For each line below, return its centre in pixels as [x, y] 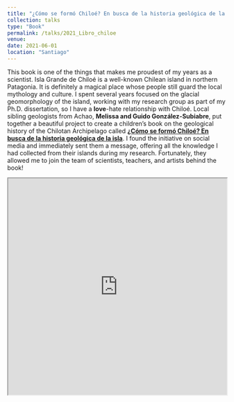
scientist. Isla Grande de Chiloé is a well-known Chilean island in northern [112, 79]
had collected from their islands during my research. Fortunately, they [107, 152]
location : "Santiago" [39, 53]
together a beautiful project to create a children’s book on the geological [110, 123]
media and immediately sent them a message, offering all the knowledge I [112, 146]
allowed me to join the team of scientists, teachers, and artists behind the [112, 160]
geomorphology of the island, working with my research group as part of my [116, 101]
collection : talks [34, 20]
